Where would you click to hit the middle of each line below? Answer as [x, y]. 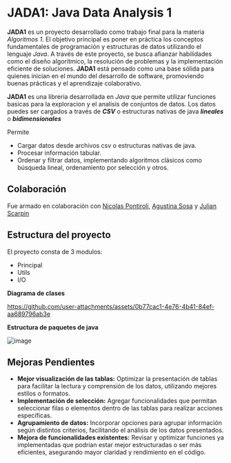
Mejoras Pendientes [51, 362]
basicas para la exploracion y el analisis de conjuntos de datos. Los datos [111, 104]
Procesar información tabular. [59, 153]
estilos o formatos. [43, 394]
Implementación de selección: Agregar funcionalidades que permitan [117, 401]
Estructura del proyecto [59, 235]
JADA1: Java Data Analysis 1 [90, 13]
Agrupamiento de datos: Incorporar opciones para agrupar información [119, 423]
